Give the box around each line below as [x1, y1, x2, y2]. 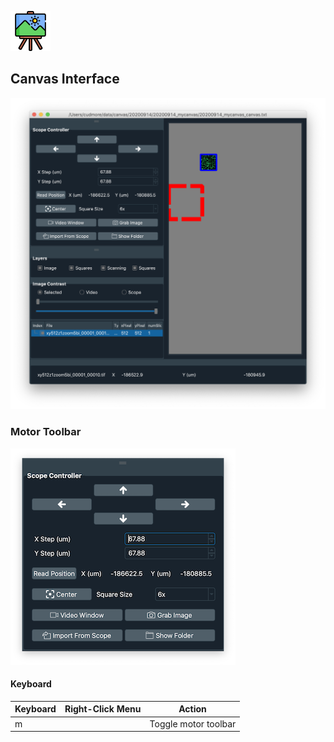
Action [178, 703, 207, 715]
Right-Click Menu [64, 703, 142, 715]
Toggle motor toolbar [149, 717, 237, 730]
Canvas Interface [10, 71, 120, 88]
